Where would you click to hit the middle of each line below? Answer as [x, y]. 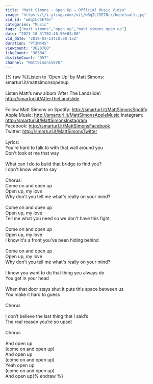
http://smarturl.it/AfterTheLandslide [43, 99]
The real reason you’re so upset [39, 322]
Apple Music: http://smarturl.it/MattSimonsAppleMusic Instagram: [74, 115]
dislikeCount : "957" [27, 58]
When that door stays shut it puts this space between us [65, 289]
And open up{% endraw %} [34, 376]
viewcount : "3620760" [28, 48]
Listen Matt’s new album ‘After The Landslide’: [53, 93]
